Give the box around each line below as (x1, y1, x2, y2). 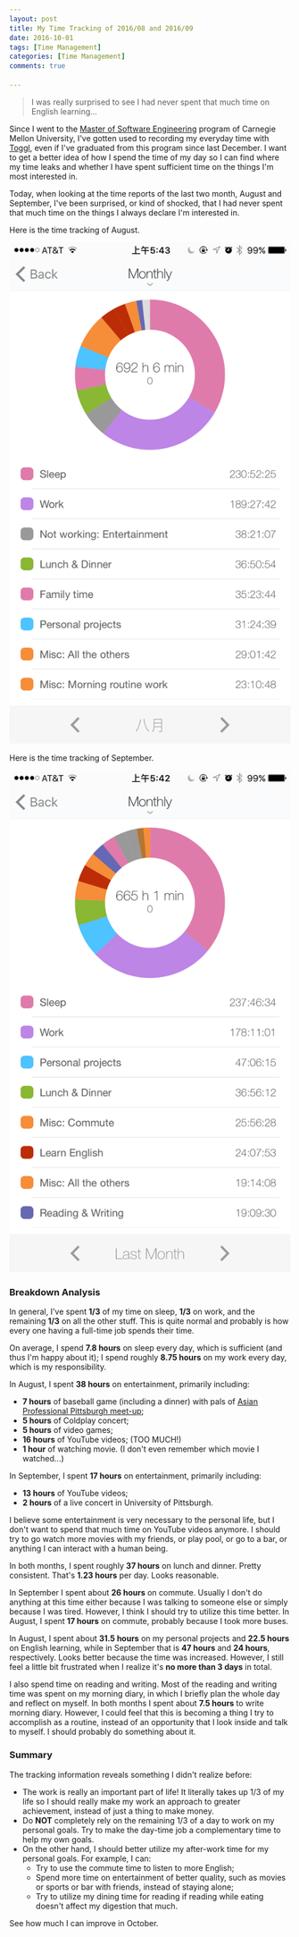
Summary (9, 1748, 54, 1761)
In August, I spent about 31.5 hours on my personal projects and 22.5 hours (9, 1633, 290, 1644)
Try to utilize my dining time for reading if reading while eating (35, 1891, 264, 1901)
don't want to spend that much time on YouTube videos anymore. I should (9, 1524, 281, 1535)
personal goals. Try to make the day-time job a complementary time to (21, 1824, 281, 1835)
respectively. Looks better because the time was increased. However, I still (9, 1652, 284, 1663)
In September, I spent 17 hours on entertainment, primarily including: (9, 1470, 262, 1481)
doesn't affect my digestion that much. (35, 1900, 179, 1911)
